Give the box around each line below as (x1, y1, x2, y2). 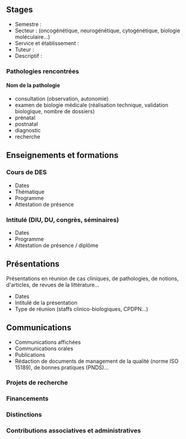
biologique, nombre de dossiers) (14, 107, 95, 115)
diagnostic (14, 126, 41, 133)
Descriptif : (14, 52, 42, 59)
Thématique (14, 188, 45, 195)
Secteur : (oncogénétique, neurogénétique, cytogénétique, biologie (14, 27, 181, 34)
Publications (14, 351, 46, 358)
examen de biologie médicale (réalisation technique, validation (14, 101, 169, 108)
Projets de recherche (6, 378, 69, 387)
